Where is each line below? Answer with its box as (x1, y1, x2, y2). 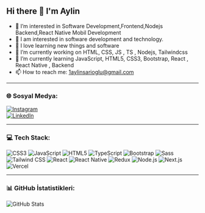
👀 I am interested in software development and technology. (15, 35, 164, 43)
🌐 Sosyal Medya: (6, 91, 58, 100)
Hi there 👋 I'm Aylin (6, 6, 81, 17)
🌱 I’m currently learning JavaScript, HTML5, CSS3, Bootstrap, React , (15, 54, 189, 62)
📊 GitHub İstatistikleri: (6, 184, 75, 193)
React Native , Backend (15, 61, 74, 69)
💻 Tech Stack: (6, 133, 51, 142)
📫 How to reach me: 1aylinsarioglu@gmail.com (15, 68, 134, 75)
